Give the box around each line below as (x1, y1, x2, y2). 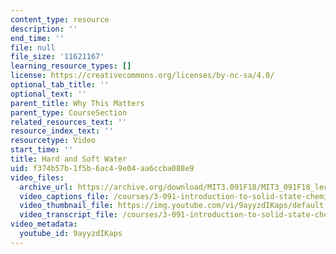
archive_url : (19, 182, 74, 192)
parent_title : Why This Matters (10, 98, 145, 108)
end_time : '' (10, 33, 65, 43)
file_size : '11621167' (10, 52, 105, 62)
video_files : (10, 172, 65, 183)
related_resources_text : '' (10, 117, 128, 127)
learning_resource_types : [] (10, 61, 132, 71)
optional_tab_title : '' (10, 80, 110, 90)
